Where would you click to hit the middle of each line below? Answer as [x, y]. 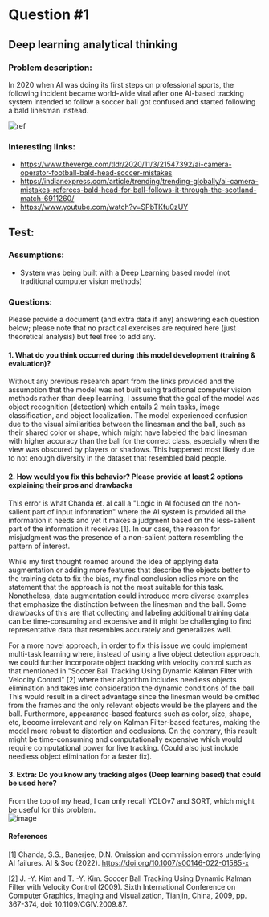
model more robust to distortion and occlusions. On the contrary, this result [132, 731]
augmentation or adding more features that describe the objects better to [129, 570]
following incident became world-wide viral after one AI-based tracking [126, 93]
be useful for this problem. [52, 809]
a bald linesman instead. [49, 110]
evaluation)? [30, 363]
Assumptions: [37, 255]
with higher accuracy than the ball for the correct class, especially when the [134, 441]
